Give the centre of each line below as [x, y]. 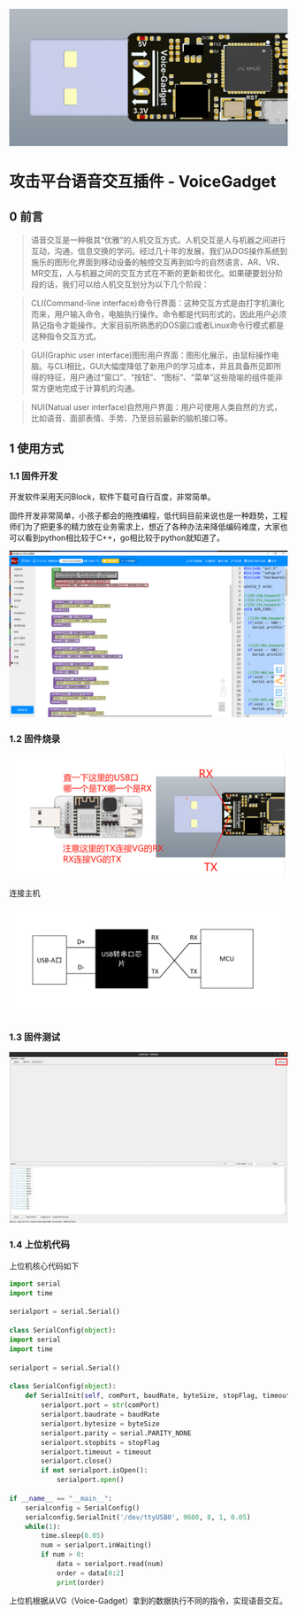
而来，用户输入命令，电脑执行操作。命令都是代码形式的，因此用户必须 [159, 313]
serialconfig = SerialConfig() [83, 1508]
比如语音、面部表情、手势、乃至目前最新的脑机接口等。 [131, 418]
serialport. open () [90, 1480]
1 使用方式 [37, 448]
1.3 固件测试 [35, 1037]
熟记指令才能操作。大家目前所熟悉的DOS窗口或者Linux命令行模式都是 [157, 325]
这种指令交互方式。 [66, 336]
